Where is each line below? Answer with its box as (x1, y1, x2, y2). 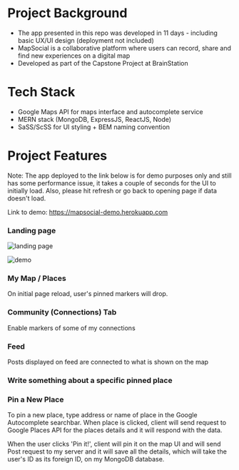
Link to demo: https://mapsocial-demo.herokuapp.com (7, 208, 168, 216)
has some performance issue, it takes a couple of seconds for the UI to (7, 178, 216, 187)
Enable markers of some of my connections (7, 323, 136, 332)
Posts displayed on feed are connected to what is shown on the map (7, 358, 209, 366)
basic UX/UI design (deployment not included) (17, 36, 155, 44)
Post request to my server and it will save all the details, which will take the (7, 447, 227, 456)
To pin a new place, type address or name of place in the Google (7, 411, 198, 419)
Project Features (7, 148, 108, 164)
